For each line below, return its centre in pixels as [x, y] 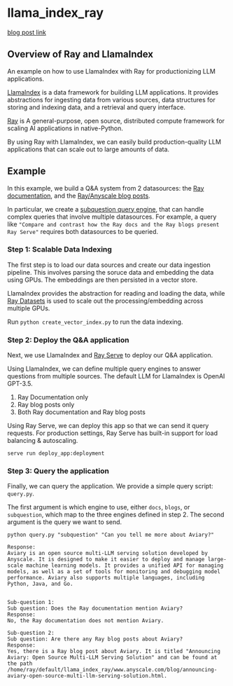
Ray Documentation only [53, 397]
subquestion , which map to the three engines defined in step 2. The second [116, 515]
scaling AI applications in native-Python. [65, 128]
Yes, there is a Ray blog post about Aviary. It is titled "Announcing [114, 652]
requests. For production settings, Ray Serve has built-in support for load [113, 433]
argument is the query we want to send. [65, 522]
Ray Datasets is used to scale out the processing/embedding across [105, 301]
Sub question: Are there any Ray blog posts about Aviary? [95, 639]
